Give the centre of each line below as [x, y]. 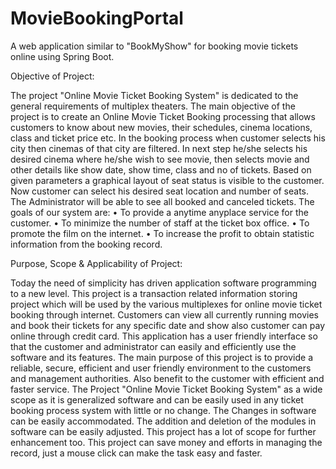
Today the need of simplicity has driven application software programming [163, 283]
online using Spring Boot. [62, 56]
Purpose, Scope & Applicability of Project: [96, 263]
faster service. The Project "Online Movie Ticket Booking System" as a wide [166, 389]
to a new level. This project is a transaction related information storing [154, 293]
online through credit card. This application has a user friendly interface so [164, 336]
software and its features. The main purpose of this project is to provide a [161, 357]
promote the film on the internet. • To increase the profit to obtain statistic [162, 233]
